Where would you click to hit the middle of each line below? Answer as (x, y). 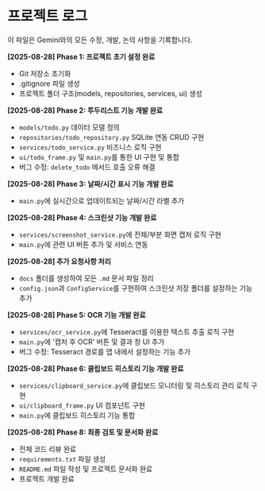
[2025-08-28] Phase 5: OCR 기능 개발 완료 (77, 315)
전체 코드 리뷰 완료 (48, 449)
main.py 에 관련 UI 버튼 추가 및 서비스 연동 (83, 244)
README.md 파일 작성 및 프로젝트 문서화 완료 (86, 469)
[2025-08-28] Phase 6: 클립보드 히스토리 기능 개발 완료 (96, 368)
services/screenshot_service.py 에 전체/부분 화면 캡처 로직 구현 (120, 234)
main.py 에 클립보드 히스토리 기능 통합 (77, 415)
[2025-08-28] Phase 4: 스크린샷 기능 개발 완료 (82, 217)
